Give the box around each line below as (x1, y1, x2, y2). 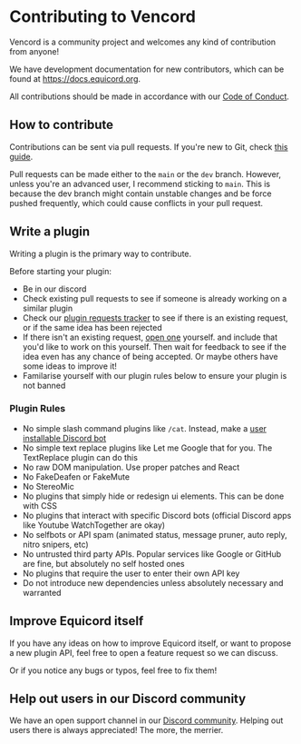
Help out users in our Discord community (9, 691, 247, 707)
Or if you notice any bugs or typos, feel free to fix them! (9, 665, 218, 676)
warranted (22, 587, 62, 598)
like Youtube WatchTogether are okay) (22, 520, 166, 531)
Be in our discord (22, 283, 87, 294)
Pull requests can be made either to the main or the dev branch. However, (9, 168, 282, 179)
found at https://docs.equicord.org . (9, 73, 141, 84)
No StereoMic (22, 481, 74, 491)
